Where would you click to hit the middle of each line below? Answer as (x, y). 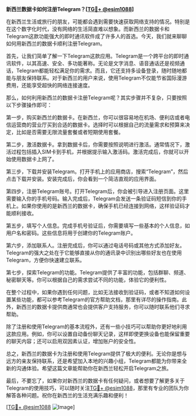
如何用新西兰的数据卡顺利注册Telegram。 (56, 44)
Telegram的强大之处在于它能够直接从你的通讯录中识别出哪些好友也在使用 (94, 253)
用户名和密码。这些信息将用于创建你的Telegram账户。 (71, 233)
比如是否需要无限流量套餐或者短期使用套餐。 (70, 132)
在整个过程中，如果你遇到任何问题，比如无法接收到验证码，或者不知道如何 (95, 292)
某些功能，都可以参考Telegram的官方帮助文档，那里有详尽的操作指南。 (96, 300)
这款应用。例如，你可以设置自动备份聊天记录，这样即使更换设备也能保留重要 (98, 334)
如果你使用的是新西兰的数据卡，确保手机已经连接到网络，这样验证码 (103, 206)
